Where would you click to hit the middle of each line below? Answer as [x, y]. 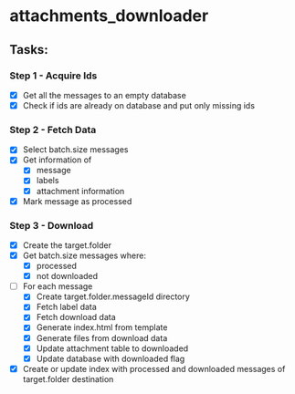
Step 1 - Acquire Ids [53, 76]
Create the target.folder [67, 245]
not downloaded [67, 276]
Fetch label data [67, 307]
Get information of [57, 160]
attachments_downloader [109, 16]
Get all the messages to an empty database [105, 95]
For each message [58, 286]
